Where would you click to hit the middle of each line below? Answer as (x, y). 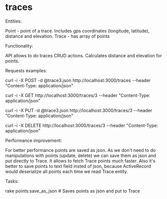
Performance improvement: (34, 140)
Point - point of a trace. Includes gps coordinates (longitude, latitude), (77, 31)
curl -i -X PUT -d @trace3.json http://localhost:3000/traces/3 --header (79, 110)
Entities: (14, 21)
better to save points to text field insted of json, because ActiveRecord (78, 166)
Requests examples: (26, 70)
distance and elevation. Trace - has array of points (57, 36)
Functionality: (19, 46)
